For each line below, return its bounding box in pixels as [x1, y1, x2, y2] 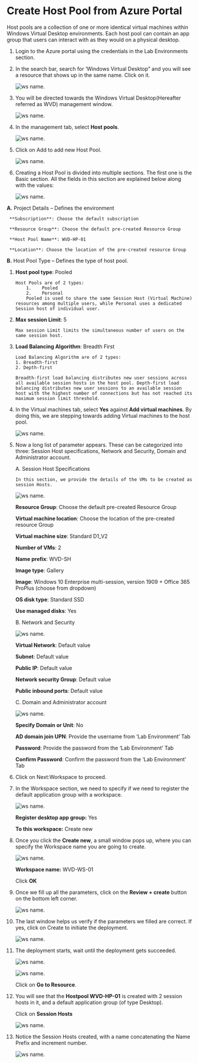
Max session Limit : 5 [15, 316, 67, 323]
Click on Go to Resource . [15, 981, 77, 988]
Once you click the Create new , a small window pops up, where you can [15, 837, 192, 844]
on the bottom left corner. [15, 894, 78, 902]
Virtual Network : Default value [15, 641, 91, 649]
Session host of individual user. [15, 305, 100, 312]
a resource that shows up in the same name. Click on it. [15, 71, 150, 78]
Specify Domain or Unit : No [15, 721, 84, 728]
